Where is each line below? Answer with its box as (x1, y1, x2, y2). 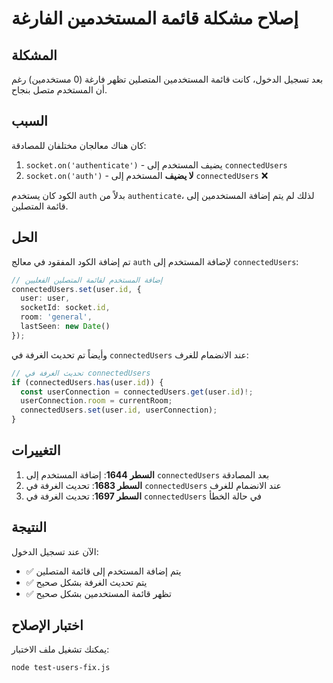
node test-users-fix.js (11, 663, 111, 673)
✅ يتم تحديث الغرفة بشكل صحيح (25, 576, 148, 588)
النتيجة (11, 519, 48, 536)
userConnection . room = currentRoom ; (20, 396, 173, 406)
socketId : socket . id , (20, 303, 111, 313)
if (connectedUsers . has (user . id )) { (11, 377, 164, 387)
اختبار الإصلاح (11, 617, 84, 634)
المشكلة (11, 47, 58, 64)
